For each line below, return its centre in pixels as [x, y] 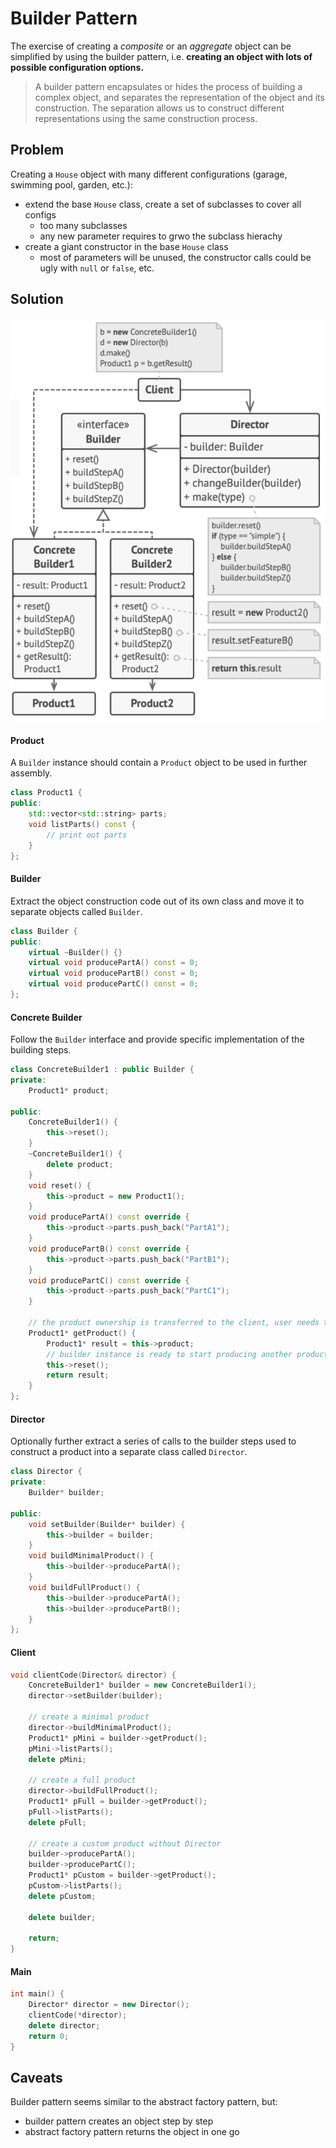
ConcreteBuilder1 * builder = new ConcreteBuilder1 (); [142, 1685]
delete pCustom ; [62, 1896]
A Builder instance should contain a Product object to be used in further [159, 763]
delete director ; [64, 2025]
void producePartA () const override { [109, 1217]
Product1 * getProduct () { [82, 1333]
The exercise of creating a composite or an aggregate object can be [151, 46]
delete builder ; [62, 1917]
